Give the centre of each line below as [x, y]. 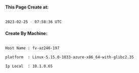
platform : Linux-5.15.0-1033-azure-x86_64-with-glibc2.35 [70, 57]
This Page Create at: [27, 7]
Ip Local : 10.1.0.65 [29, 66]
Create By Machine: [26, 33]
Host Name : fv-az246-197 [32, 48]
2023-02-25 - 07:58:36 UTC [33, 22]
